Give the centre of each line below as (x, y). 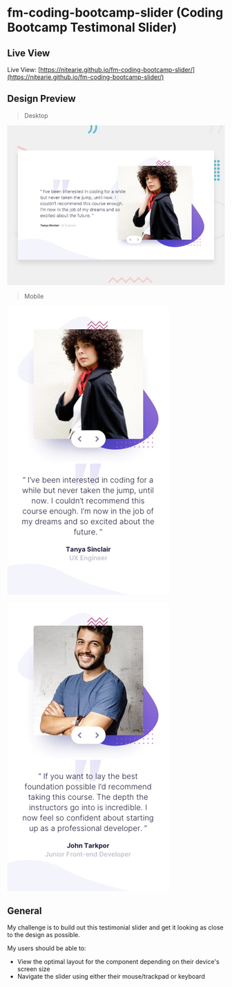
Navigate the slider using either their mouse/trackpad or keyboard (111, 977)
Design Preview (41, 99)
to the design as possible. (44, 935)
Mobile (34, 297)
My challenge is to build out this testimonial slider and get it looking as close (115, 927)
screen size (33, 969)
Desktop (36, 115)
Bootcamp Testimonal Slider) (92, 27)
